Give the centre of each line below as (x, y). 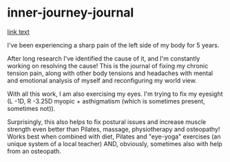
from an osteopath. (34, 151)
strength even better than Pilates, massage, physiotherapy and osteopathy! (114, 129)
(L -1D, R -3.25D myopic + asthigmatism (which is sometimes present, (106, 101)
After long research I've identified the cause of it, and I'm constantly (104, 58)
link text (18, 32)
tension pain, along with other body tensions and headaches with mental (110, 73)
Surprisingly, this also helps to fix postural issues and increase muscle (107, 121)
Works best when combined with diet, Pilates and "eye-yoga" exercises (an (114, 136)
